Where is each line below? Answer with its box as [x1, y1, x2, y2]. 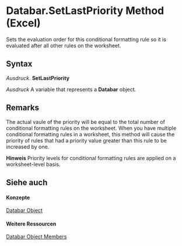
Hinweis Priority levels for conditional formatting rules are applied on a [6, 154, 176, 161]
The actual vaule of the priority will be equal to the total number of [6, 118, 165, 125]
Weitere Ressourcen [6, 220, 57, 227]
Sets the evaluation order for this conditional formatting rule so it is [6, 36, 166, 43]
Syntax [6, 59, 33, 69]
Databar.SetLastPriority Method [6, 4, 164, 18]
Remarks [6, 103, 40, 113]
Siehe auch [6, 177, 48, 188]
